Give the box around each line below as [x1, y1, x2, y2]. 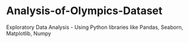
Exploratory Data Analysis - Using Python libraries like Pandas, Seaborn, [6, 24, 183, 31]
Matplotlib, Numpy [6, 29, 52, 37]
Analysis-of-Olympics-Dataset [6, 4, 163, 18]
